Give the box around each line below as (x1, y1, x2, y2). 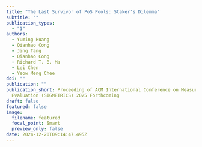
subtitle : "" (6, 14, 39, 20)
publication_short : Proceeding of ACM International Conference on (6, 87, 179, 93)
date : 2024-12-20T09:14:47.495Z (6, 131, 87, 138)
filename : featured (11, 115, 61, 121)
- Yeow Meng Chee (11, 70, 55, 76)
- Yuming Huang (11, 37, 50, 43)
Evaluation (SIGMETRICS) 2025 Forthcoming (11, 92, 120, 98)
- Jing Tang (11, 48, 42, 54)
